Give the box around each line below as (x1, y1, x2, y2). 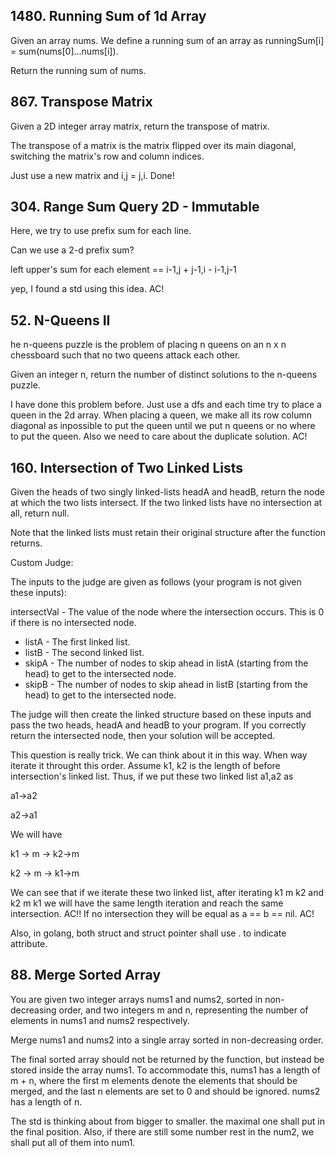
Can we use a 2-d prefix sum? (10, 244, 135, 256)
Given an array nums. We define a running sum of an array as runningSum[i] (10, 34, 325, 46)
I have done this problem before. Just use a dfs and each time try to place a (10, 399, 322, 411)
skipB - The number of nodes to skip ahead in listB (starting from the (24, 679, 308, 691)
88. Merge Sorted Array (10, 967, 162, 984)
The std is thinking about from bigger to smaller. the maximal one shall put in (10, 1115, 326, 1127)
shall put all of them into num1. (10, 1136, 136, 1148)
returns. (10, 537, 43, 549)
